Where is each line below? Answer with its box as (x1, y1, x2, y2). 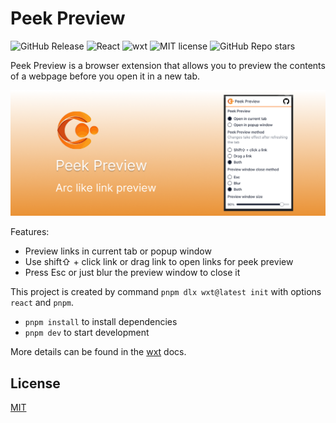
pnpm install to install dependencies (24, 316, 178, 328)
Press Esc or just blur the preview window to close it (24, 267, 241, 279)
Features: (10, 226, 50, 238)
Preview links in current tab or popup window (24, 245, 212, 257)
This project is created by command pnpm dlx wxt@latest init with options (10, 286, 322, 298)
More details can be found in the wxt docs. (10, 346, 187, 358)
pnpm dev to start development (24, 327, 150, 339)
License (10, 375, 61, 392)
